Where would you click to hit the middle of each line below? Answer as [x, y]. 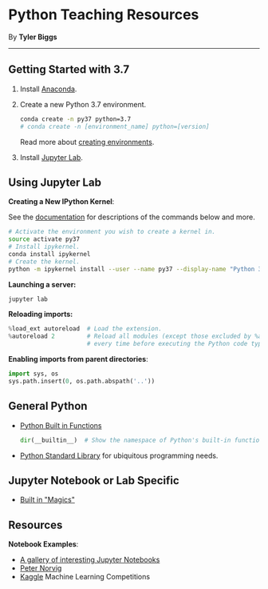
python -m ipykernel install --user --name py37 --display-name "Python [132, 269]
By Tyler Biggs [33, 37]
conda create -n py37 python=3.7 [75, 119]
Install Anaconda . [48, 89]
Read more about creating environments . [87, 142]
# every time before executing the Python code [167, 344]
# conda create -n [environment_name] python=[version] [114, 126]
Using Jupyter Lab [55, 182]
